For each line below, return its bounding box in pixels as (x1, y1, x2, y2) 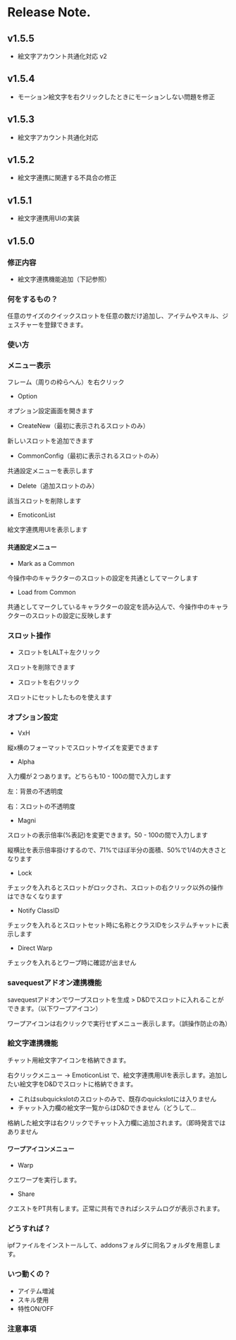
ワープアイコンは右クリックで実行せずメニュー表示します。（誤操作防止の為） (7, 1019, 232, 1028)
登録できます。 (44, 321, 87, 329)
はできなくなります (7, 892, 63, 901)
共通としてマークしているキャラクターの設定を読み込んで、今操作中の (7, 602, 210, 611)
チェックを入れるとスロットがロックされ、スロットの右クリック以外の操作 (7, 884, 224, 892)
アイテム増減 (17, 1286, 55, 1295)
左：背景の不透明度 (7, 787, 63, 795)
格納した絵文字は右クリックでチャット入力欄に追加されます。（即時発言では (7, 1118, 226, 1127)
